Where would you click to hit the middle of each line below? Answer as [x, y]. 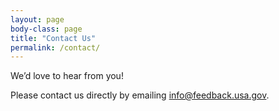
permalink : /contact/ [55, 47]
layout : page [37, 19]
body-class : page [46, 29]
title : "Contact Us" [53, 38]
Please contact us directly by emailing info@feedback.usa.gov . [140, 95]
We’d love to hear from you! [67, 76]
